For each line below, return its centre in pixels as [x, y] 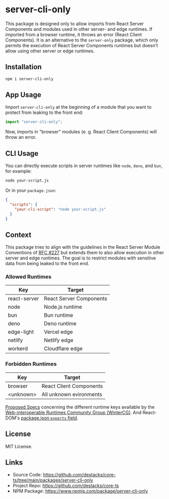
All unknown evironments [72, 394]
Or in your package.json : [31, 190]
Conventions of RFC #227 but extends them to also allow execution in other [85, 253]
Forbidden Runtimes [31, 364]
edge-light [21, 332]
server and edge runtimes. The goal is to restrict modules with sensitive [81, 258]
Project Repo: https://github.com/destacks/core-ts [66, 486]
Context [18, 235]
